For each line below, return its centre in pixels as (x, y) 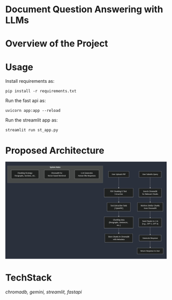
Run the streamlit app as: (31, 120)
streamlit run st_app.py (32, 130)
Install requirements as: (30, 81)
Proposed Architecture (55, 151)
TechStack (29, 278)
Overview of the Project (57, 44)
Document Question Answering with (84, 9)
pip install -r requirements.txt (41, 91)
